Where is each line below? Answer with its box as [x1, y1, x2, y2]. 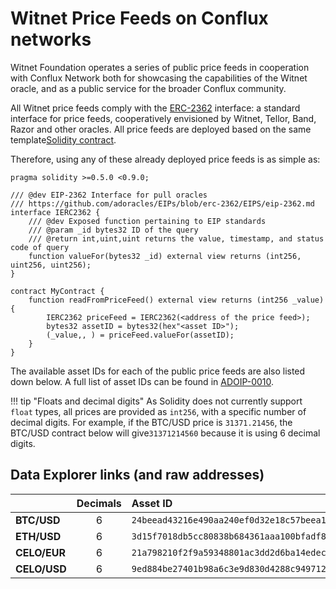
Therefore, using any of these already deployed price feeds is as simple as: [10, 153, 321, 165]
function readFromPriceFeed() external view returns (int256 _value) [28, 295, 325, 305]
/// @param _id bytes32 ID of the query [28, 225, 199, 235]
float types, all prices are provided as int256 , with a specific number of [10, 405, 307, 417]
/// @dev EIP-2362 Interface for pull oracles [10, 190, 208, 200]
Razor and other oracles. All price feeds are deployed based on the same [10, 123, 312, 135]
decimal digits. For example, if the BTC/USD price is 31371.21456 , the [10, 416, 293, 428]
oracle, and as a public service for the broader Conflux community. [10, 82, 287, 94]
